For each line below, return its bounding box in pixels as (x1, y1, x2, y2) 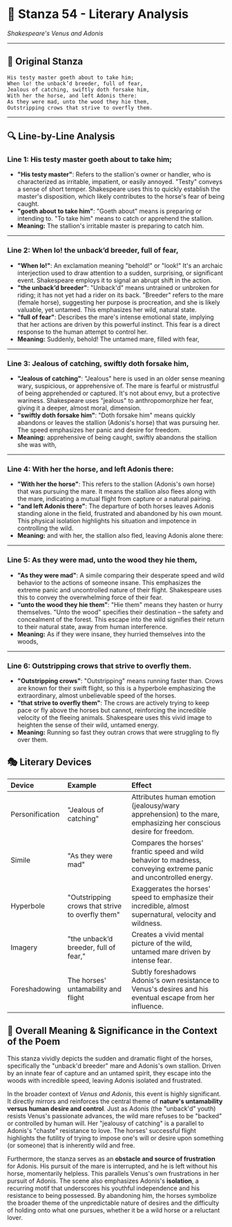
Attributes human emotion (131, 792, 216, 801)
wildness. (131, 918, 162, 928)
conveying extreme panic (131, 864, 214, 873)
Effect (131, 780, 152, 790)
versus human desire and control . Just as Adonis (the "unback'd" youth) (7, 1104, 216, 1113)
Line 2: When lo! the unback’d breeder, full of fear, (7, 246, 179, 255)
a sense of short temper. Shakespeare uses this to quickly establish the (17, 185, 221, 193)
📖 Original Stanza (7, 55, 84, 68)
